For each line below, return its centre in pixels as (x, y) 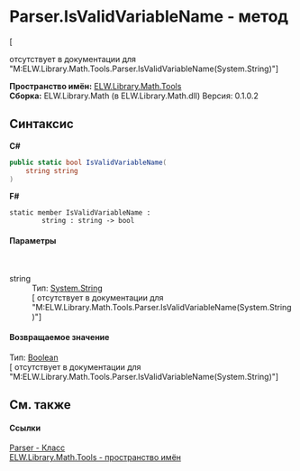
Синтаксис (41, 124)
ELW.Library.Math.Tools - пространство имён (95, 457)
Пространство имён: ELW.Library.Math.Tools (95, 86)
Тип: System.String (68, 288)
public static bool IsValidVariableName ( (88, 162)
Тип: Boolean (34, 357)
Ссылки (25, 428)
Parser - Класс (37, 448)
